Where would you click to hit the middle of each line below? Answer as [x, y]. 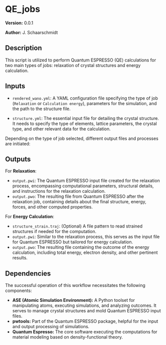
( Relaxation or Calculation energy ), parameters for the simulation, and [84, 103]
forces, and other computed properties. [52, 207]
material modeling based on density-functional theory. [67, 337]
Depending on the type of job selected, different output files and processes [82, 138]
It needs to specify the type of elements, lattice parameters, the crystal [84, 123]
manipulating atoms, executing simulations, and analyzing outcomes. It [84, 305]
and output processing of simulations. [51, 327]
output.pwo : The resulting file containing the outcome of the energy [81, 247]
